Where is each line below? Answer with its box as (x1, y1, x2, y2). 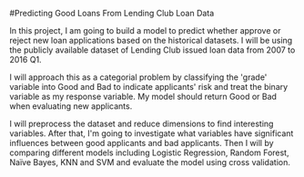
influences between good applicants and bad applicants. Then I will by (9, 138, 275, 148)
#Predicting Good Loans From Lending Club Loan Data (9, 8, 215, 18)
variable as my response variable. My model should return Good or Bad (9, 91, 278, 102)
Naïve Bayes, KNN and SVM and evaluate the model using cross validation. (9, 157, 291, 167)
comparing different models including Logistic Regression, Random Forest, (9, 147, 289, 158)
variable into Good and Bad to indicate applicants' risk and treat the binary (9, 82, 289, 92)
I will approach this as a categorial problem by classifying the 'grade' (9, 72, 268, 83)
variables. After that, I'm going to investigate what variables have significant (9, 128, 294, 139)
